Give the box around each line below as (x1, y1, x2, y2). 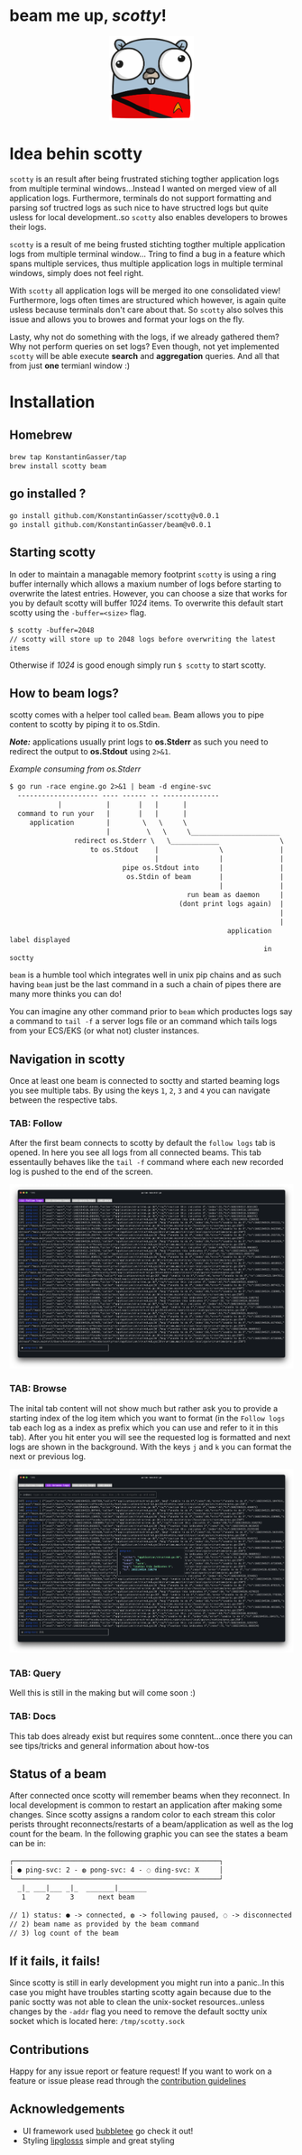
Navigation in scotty (9, 1051, 125, 1067)
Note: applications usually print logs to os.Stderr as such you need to (9, 736, 269, 747)
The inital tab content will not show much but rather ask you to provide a (9, 1402, 279, 1413)
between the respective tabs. (9, 1095, 118, 1105)
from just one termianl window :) (9, 360, 131, 371)
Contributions (9, 2041, 89, 2058)
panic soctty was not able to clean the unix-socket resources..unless (9, 1996, 265, 2008)
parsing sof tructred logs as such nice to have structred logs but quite (9, 202, 269, 213)
